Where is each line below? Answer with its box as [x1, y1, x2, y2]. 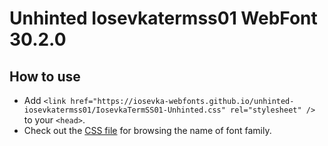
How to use [9, 68, 81, 85]
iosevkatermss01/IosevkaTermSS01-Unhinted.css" [23, 105, 226, 115]
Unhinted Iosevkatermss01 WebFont [9, 7, 318, 30]
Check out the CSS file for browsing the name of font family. [23, 125, 272, 136]
